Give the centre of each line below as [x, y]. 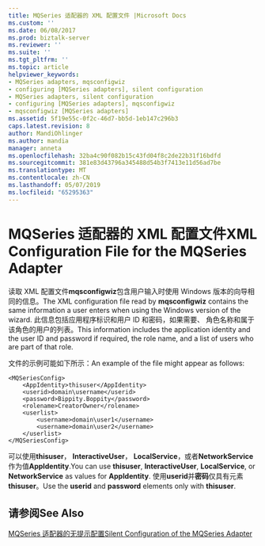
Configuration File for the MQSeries [127, 251]
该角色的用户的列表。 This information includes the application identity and [129, 329]
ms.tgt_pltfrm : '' [38, 60]
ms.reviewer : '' [35, 45]
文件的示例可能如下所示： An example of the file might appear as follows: [127, 363]
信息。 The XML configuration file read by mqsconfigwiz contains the [135, 301]
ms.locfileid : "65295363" [51, 192]
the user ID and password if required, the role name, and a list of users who [131, 338]
